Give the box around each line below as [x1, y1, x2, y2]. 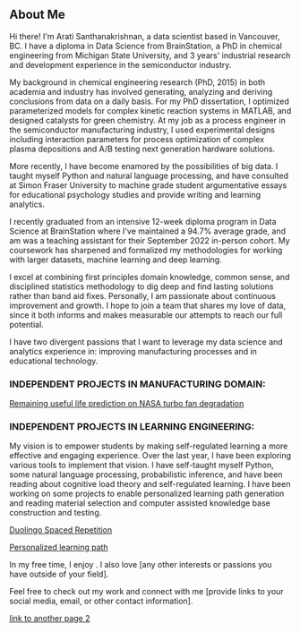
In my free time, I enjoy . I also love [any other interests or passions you [9, 559, 272, 570]
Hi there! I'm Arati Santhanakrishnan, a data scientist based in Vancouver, [9, 30, 280, 41]
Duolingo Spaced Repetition [9, 525, 113, 535]
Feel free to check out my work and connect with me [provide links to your [9, 586, 284, 597]
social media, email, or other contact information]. [9, 595, 193, 607]
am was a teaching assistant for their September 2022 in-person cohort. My [9, 235, 290, 245]
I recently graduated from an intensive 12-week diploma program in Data [9, 216, 277, 226]
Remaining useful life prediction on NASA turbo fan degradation [9, 398, 244, 409]
